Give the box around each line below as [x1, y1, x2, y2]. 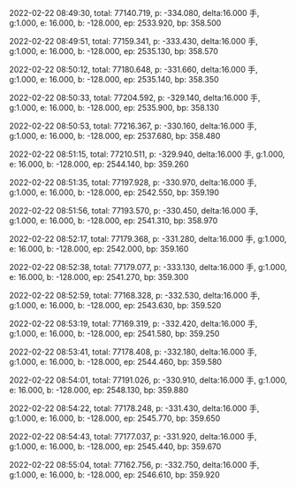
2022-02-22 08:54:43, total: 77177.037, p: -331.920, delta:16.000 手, [9, 431, 258, 441]
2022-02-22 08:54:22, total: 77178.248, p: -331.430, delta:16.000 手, [9, 403, 260, 414]
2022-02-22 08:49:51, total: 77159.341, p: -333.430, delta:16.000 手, [9, 36, 258, 46]
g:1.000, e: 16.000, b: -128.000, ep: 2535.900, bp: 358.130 [9, 103, 219, 113]
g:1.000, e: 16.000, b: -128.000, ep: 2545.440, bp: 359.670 [9, 441, 222, 452]
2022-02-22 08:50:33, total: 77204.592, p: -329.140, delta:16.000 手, [9, 92, 261, 103]
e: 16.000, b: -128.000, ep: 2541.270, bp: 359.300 [9, 272, 189, 282]
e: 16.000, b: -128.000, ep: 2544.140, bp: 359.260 [9, 159, 189, 169]
